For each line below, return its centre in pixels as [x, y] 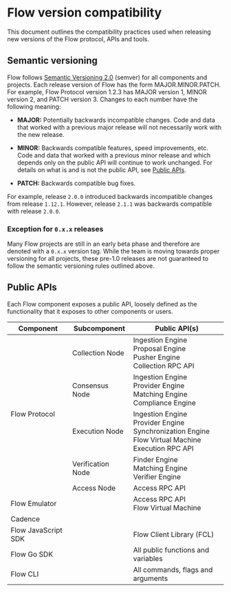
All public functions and [171, 550]
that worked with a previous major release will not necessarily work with [119, 127]
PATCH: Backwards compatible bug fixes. [76, 183]
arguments [151, 578]
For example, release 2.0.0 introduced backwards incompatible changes [110, 196]
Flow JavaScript [37, 530]
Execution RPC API [163, 448]
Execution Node [98, 431]
